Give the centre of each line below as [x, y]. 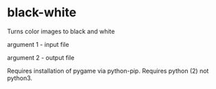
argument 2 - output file [41, 57]
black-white [42, 13]
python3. [20, 78]
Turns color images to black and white [61, 31]
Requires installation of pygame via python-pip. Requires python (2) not [108, 71]
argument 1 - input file [38, 44]
